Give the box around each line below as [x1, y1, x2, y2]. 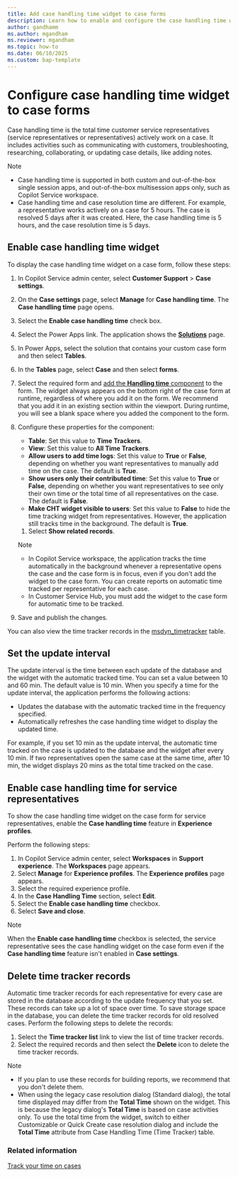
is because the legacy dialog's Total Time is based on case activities [17, 1105, 219, 1113]
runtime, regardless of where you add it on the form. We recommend [17, 394, 218, 402]
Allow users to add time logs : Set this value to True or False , [28, 451, 207, 460]
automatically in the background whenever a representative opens [28, 561, 222, 570]
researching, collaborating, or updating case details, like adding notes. [7, 148, 212, 157]
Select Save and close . [17, 907, 86, 916]
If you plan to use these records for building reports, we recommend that [17, 1075, 230, 1083]
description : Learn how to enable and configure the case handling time [7, 17, 227, 24]
